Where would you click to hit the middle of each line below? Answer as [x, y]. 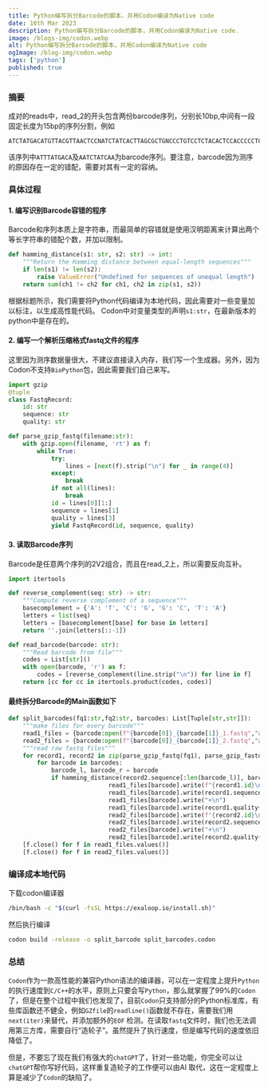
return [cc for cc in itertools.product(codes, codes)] [118, 682]
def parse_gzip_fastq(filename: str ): [71, 436]
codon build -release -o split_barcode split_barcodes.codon [112, 940]
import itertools [37, 579]
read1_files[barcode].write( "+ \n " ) [167, 800]
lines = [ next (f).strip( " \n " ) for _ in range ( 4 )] [149, 466]
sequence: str [46, 415]
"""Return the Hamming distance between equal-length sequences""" [137, 262]
